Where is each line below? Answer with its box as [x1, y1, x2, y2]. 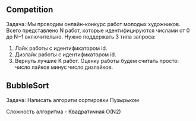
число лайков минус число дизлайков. [14, 63, 113, 71]
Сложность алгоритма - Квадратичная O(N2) [6, 108, 121, 115]
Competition [6, 5, 53, 15]
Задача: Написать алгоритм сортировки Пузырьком [6, 96, 140, 103]
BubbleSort [6, 81, 49, 91]
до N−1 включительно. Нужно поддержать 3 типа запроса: [6, 33, 156, 40]
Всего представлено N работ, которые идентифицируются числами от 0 [6, 27, 190, 34]
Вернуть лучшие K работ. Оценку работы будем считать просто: [14, 57, 179, 64]
